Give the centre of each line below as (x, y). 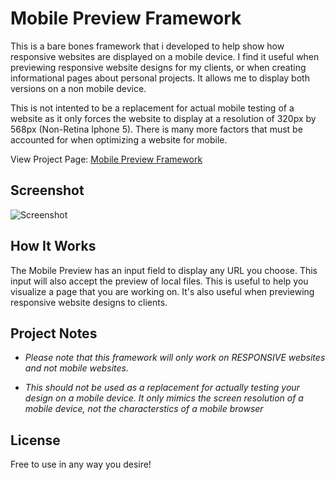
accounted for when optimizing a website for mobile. (119, 139)
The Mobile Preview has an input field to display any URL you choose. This (164, 270)
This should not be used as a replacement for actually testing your (162, 388)
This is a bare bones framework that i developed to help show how (147, 46)
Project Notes (54, 333)
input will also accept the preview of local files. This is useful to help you (159, 281)
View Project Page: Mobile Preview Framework (106, 159)
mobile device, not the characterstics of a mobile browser (144, 409)
